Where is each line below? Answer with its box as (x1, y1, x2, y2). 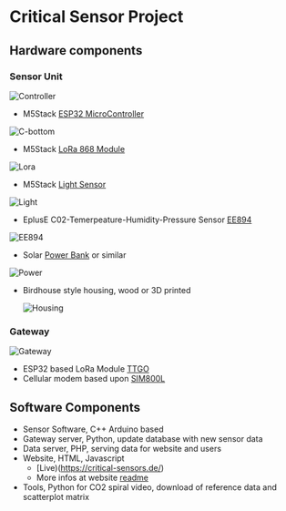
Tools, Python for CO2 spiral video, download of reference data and (22, 481, 278, 493)
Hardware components (9, 43, 143, 58)
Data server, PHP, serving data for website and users (22, 443, 221, 454)
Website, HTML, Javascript (22, 453, 125, 464)
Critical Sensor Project (9, 6, 184, 27)
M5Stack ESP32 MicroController (22, 107, 144, 119)
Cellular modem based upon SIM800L (22, 373, 166, 384)
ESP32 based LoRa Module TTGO (22, 363, 150, 374)
